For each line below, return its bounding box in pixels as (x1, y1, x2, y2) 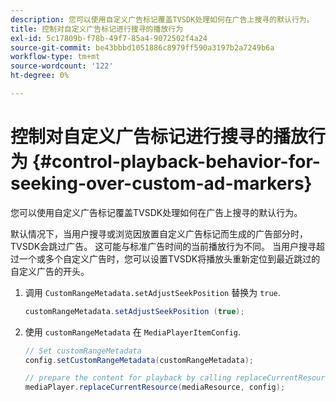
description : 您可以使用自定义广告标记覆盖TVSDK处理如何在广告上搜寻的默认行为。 (10, 14, 315, 25)
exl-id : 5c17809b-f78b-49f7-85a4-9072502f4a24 (10, 33, 208, 43)
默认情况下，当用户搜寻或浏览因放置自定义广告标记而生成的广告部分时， (10, 227, 308, 240)
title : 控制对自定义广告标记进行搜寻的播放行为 (10, 24, 184, 34)
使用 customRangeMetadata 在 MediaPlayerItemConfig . (24, 326, 242, 338)
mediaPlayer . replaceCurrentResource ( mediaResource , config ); (24, 382, 286, 393)
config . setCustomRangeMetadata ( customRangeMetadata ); (24, 355, 254, 365)
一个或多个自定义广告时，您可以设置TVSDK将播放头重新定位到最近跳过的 (18, 252, 321, 265)
